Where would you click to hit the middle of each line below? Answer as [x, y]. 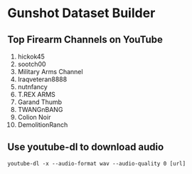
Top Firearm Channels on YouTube [85, 40]
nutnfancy [32, 87]
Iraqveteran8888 [42, 79]
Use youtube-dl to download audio [86, 147]
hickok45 [31, 56]
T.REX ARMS [36, 94]
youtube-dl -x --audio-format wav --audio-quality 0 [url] [97, 163]
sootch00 [32, 64]
